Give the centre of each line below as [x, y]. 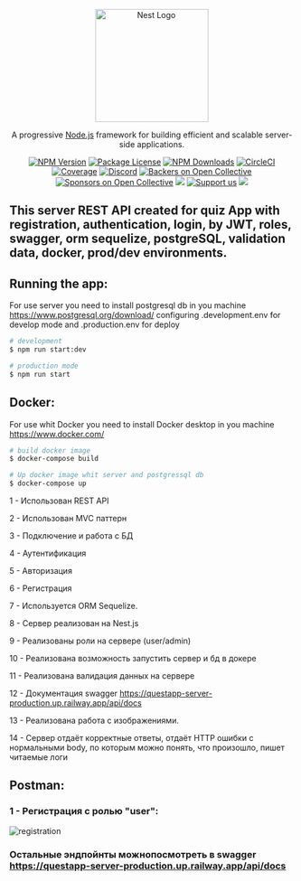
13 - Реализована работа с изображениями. [94, 721]
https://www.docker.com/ [57, 434]
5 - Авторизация [41, 571]
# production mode [44, 366]
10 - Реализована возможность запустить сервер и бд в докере [133, 659]
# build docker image [50, 450]
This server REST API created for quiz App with [145, 211]
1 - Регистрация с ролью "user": [84, 811]
